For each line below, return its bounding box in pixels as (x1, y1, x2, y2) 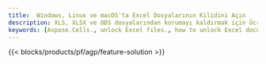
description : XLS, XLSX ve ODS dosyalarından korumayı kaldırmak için (8, 19, 246, 27)
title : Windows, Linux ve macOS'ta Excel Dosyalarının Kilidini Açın (8, 11, 246, 20)
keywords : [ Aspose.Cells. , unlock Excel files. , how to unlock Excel (8, 26, 243, 34)
